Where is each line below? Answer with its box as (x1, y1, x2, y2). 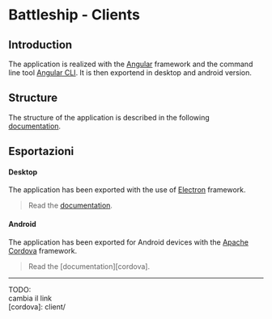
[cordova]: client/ (8, 301, 66, 312)
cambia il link (8, 293, 53, 303)
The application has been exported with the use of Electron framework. (8, 185, 246, 195)
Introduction (8, 38, 73, 52)
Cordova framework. (8, 246, 78, 255)
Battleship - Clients (8, 6, 140, 24)
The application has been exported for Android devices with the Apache (8, 237, 249, 247)
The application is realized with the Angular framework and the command (8, 59, 253, 69)
